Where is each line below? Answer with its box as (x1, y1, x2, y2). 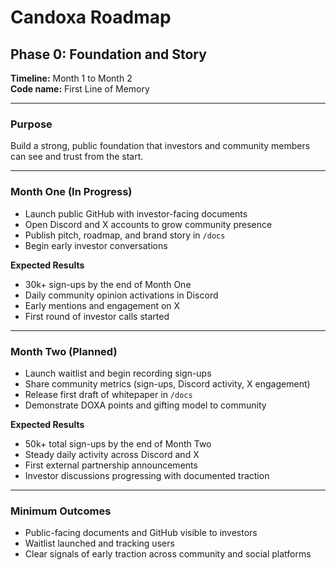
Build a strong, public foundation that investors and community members (10, 140, 311, 152)
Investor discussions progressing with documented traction (24, 469, 270, 481)
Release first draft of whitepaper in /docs (24, 388, 193, 400)
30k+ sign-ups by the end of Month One (24, 278, 192, 290)
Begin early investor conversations (24, 239, 168, 251)
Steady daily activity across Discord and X (24, 448, 200, 460)
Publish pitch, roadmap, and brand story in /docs (24, 229, 226, 241)
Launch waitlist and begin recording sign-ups (24, 367, 212, 379)
